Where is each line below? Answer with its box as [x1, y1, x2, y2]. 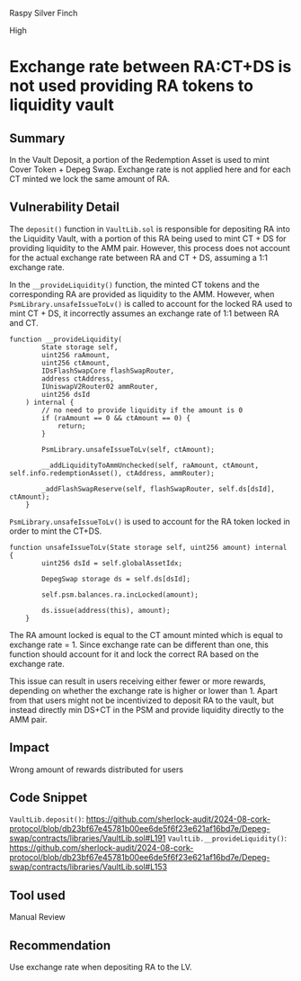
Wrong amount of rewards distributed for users [9, 764, 184, 775]
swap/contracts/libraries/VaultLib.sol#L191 [9, 832, 166, 844]
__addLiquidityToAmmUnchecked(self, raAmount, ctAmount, [41, 461, 259, 470]
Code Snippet [9, 790, 88, 805]
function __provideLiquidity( [9, 335, 123, 344]
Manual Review [9, 912, 66, 922]
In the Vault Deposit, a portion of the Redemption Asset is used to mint [9, 155, 270, 165]
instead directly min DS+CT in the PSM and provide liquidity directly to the [9, 704, 285, 715]
